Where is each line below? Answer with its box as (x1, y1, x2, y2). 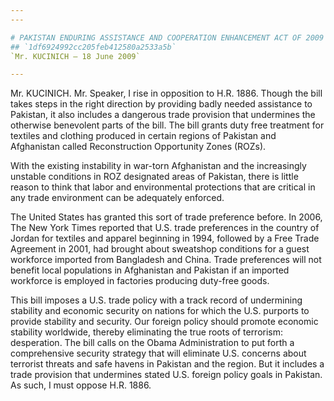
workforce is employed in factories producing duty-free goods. (10, 275, 270, 287)
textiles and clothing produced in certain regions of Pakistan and (10, 130, 277, 142)
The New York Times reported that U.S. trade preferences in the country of (10, 222, 320, 234)
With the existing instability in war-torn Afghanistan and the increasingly (10, 160, 307, 172)
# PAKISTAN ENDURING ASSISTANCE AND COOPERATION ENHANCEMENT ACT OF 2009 (10, 32, 325, 43)
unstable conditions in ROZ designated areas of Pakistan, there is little (10, 171, 299, 183)
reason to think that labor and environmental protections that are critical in (10, 181, 316, 193)
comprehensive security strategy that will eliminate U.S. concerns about (10, 347, 307, 360)
